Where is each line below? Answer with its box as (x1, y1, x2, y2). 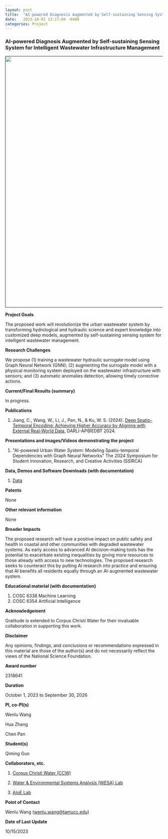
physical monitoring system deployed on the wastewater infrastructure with (5, 367, 161, 374)
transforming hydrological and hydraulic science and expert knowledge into (5, 326, 161, 332)
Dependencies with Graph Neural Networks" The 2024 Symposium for (12, 452, 158, 458)
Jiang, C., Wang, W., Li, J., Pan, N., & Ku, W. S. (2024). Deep (12, 417, 136, 423)
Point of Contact (5, 799, 40, 805)
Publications (5, 407, 32, 413)
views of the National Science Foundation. (5, 653, 92, 659)
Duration (5, 682, 24, 688)
